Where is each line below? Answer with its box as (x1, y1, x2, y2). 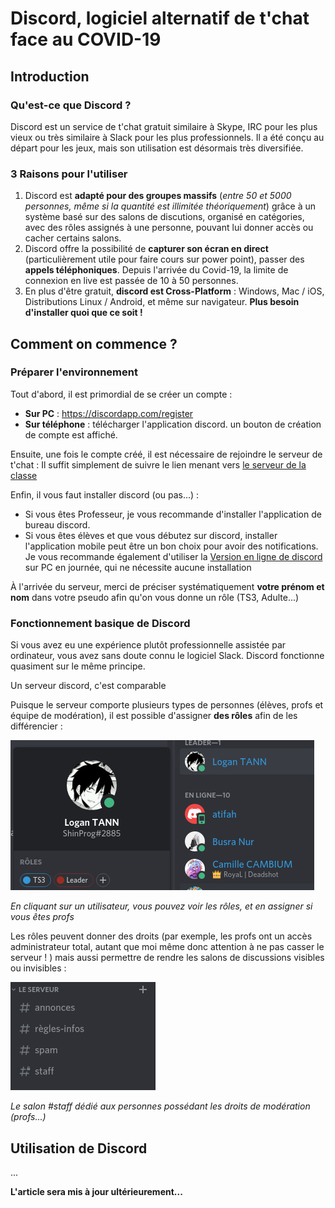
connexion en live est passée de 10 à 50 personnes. (24, 275, 239, 287)
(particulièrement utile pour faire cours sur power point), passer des (24, 253, 305, 266)
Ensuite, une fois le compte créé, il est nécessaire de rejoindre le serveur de (10, 448, 323, 460)
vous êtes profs (10, 911, 75, 923)
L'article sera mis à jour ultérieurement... (10, 1185, 183, 1197)
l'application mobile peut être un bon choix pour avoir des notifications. (24, 540, 319, 552)
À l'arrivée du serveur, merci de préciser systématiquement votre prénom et (10, 580, 325, 592)
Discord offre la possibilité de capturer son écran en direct (24, 243, 269, 255)
